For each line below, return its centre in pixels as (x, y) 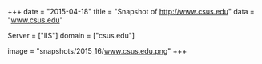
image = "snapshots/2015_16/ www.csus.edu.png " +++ (97, 51)
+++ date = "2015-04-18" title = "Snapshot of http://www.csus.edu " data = (131, 12)
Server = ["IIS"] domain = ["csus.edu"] (71, 36)
